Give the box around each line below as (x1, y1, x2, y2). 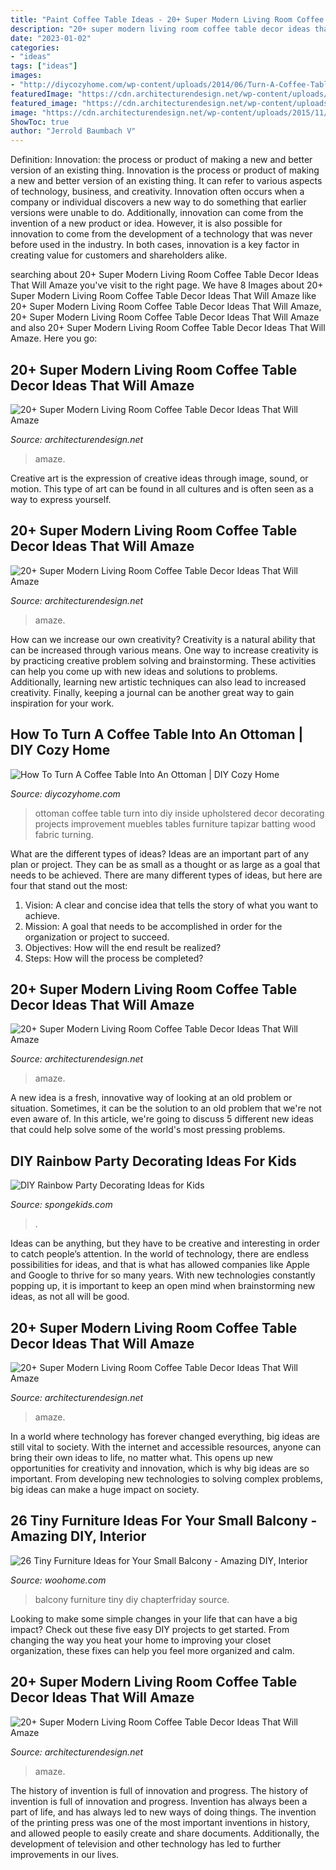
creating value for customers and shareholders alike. (10, 249, 228, 261)
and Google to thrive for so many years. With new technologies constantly (10, 1269, 316, 1281)
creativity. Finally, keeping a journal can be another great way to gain (10, 686, 295, 698)
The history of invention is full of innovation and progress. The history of (10, 1784, 309, 1796)
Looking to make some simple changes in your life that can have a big (10, 1612, 298, 1625)
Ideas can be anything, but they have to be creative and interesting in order (10, 1237, 320, 1250)
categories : (10, 42, 60, 53)
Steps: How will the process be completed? (24, 952, 204, 964)
